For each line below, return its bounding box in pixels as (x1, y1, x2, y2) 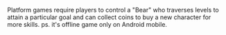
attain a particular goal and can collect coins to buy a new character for (7, 13, 211, 21)
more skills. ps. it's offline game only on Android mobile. (7, 21, 168, 28)
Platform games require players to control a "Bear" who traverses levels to (7, 6, 220, 14)
